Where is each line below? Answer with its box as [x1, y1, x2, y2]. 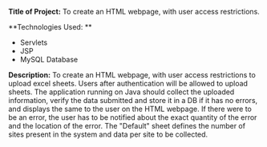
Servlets [19, 38, 48, 47]
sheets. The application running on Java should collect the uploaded [8, 87, 235, 97]
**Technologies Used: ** [8, 22, 92, 31]
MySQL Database [19, 55, 79, 64]
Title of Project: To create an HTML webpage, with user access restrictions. [8, 7, 261, 16]
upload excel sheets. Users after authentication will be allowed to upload [8, 79, 249, 88]
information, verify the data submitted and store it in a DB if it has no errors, [8, 96, 258, 105]
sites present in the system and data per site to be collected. [8, 129, 208, 139]
